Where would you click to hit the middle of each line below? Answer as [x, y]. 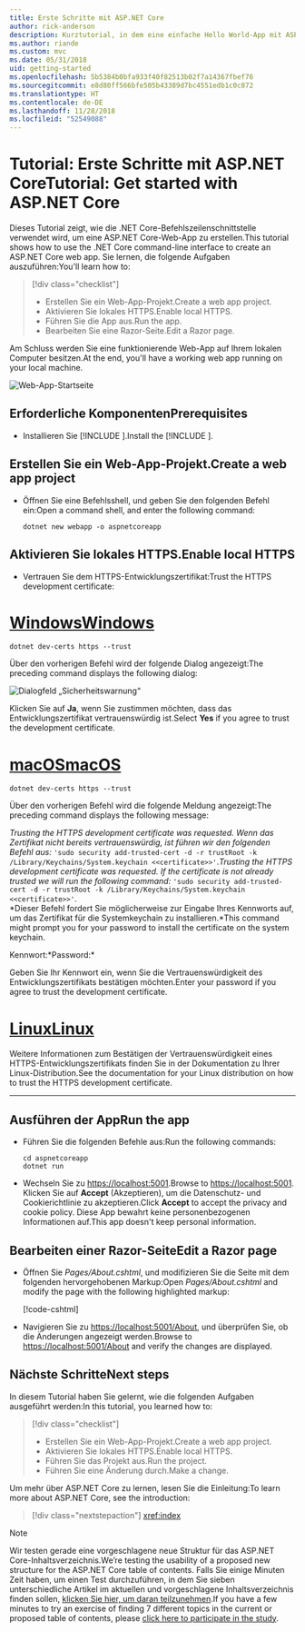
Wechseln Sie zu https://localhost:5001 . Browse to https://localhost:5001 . [158, 1183]
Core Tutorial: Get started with [124, 184]
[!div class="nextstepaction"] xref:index [106, 1515]
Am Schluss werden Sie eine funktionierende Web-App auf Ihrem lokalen [146, 348]
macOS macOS [65, 765]
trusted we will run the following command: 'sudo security [120, 881]
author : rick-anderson [52, 26]
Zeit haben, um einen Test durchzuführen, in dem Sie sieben [122, 1579]
